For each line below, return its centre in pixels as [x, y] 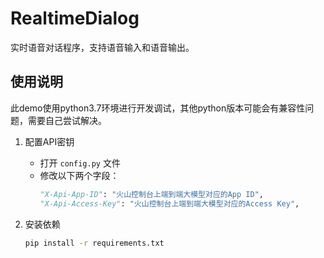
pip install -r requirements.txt [94, 243]
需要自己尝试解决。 [67, 120]
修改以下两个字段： [79, 175]
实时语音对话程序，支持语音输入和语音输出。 [102, 47]
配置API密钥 [49, 141]
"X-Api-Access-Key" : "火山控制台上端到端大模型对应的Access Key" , [169, 203]
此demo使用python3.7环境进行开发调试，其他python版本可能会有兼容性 [158, 108]
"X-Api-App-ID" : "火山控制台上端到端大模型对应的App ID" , [151, 194]
